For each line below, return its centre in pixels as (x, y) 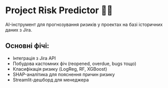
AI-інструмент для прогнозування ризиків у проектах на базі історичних (84, 24)
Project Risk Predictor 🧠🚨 (59, 10)
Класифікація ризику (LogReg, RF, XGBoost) (60, 69)
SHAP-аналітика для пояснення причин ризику (64, 74)
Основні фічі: (27, 46)
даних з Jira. (19, 30)
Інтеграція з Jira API (34, 58)
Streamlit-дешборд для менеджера (51, 80)
